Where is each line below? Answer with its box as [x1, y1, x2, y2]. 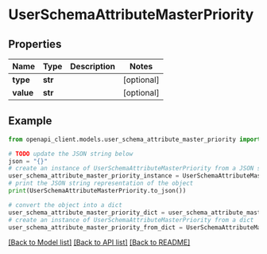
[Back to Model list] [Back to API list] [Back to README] [8, 237, 191, 248]
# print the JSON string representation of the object [8, 179, 194, 188]
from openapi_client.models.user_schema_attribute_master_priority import [8, 135, 261, 143]
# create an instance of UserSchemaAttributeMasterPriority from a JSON [8, 165, 254, 173]
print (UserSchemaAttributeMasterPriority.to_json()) [8, 187, 187, 195]
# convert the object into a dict [8, 201, 123, 209]
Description [70, 61, 115, 72]
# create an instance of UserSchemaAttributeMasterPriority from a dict [8, 216, 254, 224]
